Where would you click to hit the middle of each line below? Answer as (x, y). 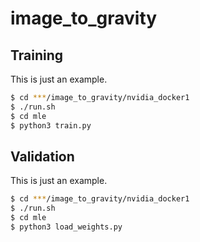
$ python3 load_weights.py (66, 227)
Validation (42, 156)
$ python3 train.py (51, 125)
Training (37, 55)
